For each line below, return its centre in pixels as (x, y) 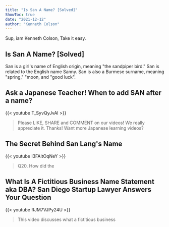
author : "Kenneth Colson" (32, 24)
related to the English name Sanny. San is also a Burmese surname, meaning (85, 72)
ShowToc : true (20, 15)
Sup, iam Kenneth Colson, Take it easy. (46, 38)
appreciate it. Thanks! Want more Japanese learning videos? (80, 128)
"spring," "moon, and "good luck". (40, 77)
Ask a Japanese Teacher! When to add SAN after (83, 93)
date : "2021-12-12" (26, 19)
